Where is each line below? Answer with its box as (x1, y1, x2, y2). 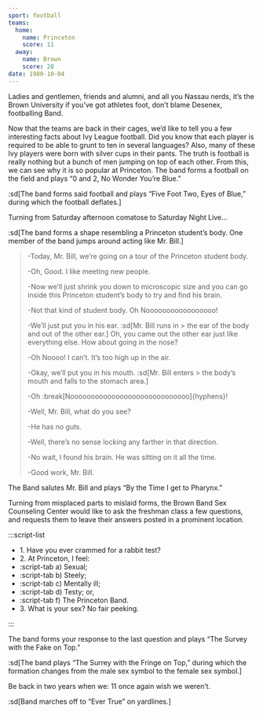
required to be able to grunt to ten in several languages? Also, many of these (8, 140, 256, 149)
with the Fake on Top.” (8, 642, 81, 652)
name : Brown (22, 56, 61, 64)
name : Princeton (22, 33, 76, 42)
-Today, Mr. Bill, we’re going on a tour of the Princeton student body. (27, 251, 249, 260)
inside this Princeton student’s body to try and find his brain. (27, 290, 222, 300)
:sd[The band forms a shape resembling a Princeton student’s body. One (8, 227, 243, 237)
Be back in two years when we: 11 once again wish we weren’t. (8, 681, 210, 690)
